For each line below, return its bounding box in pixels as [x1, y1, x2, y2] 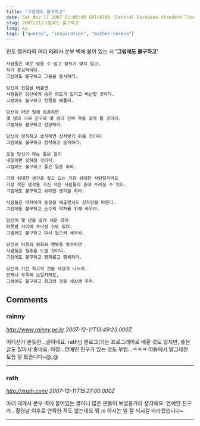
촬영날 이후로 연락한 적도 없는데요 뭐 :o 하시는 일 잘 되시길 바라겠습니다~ [15, 407, 184, 414]
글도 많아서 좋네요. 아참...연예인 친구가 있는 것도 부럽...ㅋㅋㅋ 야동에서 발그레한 [6, 346, 189, 353]
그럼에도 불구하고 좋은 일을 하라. [6, 164, 77, 170]
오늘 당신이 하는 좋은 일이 [6, 151, 62, 158]
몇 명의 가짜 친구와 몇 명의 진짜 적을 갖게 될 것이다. [6, 115, 121, 122]
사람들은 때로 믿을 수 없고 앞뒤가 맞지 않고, [6, 61, 101, 67]
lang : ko [6, 25, 28, 32]
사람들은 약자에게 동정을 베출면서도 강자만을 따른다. [6, 200, 116, 206]
